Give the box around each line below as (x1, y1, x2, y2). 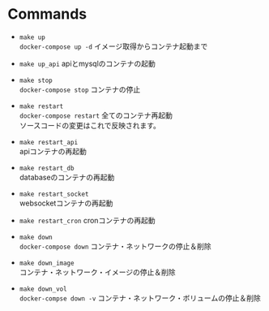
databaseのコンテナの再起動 (19, 172, 115, 182)
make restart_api (19, 138, 79, 146)
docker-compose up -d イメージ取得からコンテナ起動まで (19, 41, 208, 51)
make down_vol (19, 285, 67, 293)
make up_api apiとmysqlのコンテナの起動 (19, 58, 156, 68)
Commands (7, 5, 88, 24)
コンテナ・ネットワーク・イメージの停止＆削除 (19, 267, 176, 277)
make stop (19, 76, 53, 84)
